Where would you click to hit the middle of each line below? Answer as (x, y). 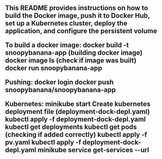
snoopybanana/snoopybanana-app (60, 90)
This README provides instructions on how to (77, 8)
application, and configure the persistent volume (81, 31)
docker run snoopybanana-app (54, 68)
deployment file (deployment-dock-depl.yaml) (78, 112)
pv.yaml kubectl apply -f (43, 143)
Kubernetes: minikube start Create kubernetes (78, 104)
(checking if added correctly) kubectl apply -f (76, 135)
